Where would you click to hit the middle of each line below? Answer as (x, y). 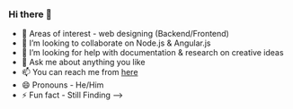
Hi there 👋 (31, 14)
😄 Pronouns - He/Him (62, 85)
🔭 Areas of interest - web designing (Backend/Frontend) (125, 34)
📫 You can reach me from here (80, 72)
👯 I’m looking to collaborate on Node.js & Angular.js (116, 43)
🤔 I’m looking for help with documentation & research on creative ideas (152, 53)
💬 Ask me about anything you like (83, 63)
